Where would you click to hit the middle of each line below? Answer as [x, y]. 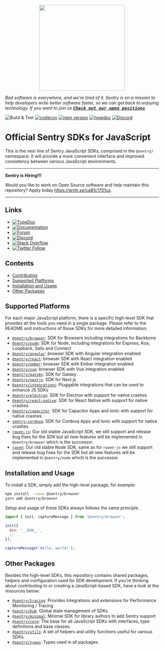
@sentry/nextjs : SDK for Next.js [44, 379]
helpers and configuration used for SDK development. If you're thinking [77, 580]
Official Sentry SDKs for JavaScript [78, 137]
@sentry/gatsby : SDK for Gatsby [44, 375]
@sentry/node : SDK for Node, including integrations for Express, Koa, [81, 343]
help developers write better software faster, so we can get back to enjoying [82, 103]
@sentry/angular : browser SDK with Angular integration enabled [76, 353]
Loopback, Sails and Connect [42, 349]
